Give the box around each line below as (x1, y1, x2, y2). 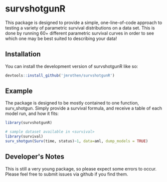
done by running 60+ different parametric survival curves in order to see (5, 30, 155, 36)
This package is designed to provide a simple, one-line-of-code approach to (5, 19, 163, 25)
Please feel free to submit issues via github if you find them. (5, 171, 129, 177)
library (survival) (5, 134, 43, 139)
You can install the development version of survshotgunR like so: (5, 63, 138, 69)
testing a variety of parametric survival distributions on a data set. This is (5, 24, 155, 30)
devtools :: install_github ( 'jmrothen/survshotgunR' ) (5, 73, 115, 78)
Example (5, 87, 33, 95)
